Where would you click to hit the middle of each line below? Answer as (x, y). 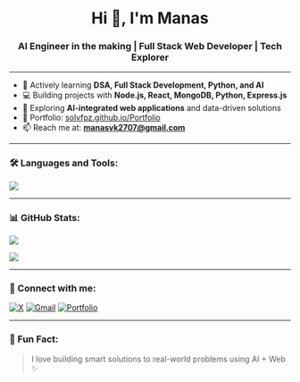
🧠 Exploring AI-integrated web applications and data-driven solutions (151, 108)
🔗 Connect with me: (53, 288)
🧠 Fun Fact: (34, 339)
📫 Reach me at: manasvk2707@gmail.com (104, 128)
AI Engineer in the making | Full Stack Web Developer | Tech (150, 47)
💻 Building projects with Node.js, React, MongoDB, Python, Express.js (154, 95)
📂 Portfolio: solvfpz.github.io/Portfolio (91, 118)
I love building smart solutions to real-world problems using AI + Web (158, 359)
